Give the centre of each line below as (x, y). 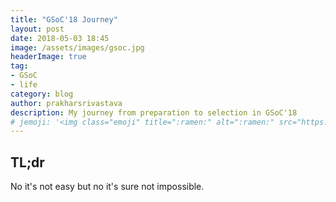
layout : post (37, 29)
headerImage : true (48, 57)
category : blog (42, 94)
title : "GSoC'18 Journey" (64, 19)
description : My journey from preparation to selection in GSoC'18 (154, 112)
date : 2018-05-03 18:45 (60, 38)
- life (24, 85)
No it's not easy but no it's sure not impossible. (107, 187)
